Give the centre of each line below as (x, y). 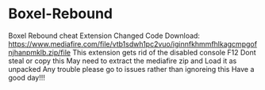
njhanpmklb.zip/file (40, 52)
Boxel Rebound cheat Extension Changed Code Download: (104, 36)
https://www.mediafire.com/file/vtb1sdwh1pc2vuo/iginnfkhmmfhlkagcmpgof (133, 43)
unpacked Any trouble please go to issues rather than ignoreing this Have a (131, 69)
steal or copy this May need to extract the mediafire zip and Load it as (123, 61)
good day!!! (27, 77)
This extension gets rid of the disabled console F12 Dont (164, 52)
